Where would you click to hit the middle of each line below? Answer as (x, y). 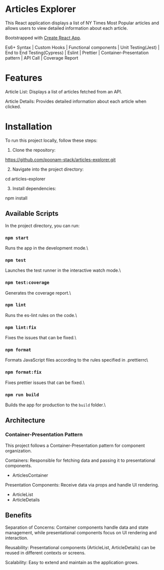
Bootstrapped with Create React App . (43, 38)
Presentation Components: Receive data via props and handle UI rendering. (82, 485)
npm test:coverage (27, 283)
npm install (16, 198)
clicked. (13, 106)
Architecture (25, 420)
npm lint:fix (21, 327)
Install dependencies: (34, 188)
